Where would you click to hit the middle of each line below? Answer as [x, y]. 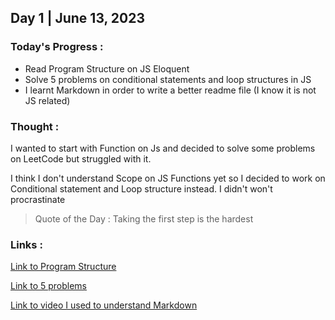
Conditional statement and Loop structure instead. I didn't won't [141, 188]
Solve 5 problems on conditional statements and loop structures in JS [168, 79]
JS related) [47, 100]
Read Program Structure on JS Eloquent [107, 68]
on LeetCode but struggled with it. [81, 158]
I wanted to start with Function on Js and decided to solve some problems [163, 148]
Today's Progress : [57, 47]
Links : [26, 244]
